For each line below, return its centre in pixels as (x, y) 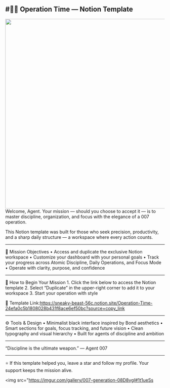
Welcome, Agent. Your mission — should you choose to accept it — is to (80, 211)
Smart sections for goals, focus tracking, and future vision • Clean (74, 328)
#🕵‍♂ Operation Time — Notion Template (69, 9)
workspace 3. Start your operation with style (52, 293)
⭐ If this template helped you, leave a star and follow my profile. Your (77, 363)
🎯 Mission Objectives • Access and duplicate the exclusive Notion (74, 251)
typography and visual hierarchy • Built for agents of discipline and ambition (85, 333)
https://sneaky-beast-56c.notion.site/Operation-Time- (96, 303)
